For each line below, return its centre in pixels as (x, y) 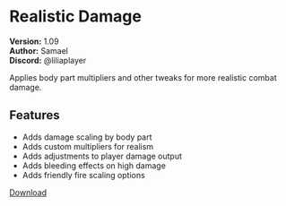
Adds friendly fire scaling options (83, 175)
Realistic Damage (75, 17)
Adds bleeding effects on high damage (94, 165)
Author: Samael (39, 50)
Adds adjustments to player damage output (102, 156)
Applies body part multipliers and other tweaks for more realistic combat (143, 77)
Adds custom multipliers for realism (88, 146)
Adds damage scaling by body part (87, 137)
